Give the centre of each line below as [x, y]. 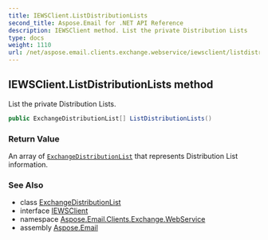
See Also [26, 185]
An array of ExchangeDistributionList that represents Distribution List [123, 156]
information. [28, 165]
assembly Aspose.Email [59, 228]
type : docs [26, 38]
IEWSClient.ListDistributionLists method [111, 85]
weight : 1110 [30, 45]
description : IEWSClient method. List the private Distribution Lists [128, 30]
